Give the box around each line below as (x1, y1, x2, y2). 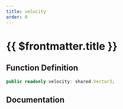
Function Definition (6, 63, 79, 73)
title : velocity (6, 8, 46, 15)
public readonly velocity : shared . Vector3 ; (6, 78, 115, 84)
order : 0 (6, 14, 28, 20)
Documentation (6, 95, 65, 105)
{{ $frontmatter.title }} (6, 39, 118, 53)
